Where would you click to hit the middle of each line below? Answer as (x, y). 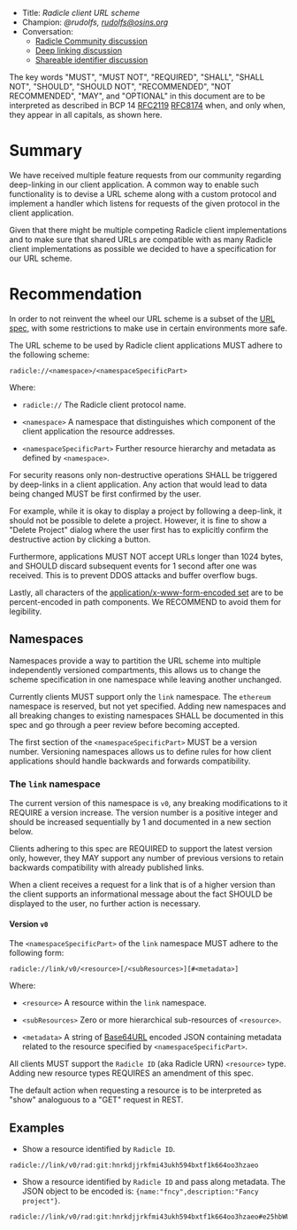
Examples (37, 1128)
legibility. (26, 611)
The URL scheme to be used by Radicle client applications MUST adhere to (146, 345)
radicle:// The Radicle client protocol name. (104, 404)
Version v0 (29, 924)
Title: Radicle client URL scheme (81, 13)
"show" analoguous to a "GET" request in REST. (96, 1100)
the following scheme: (49, 355)
